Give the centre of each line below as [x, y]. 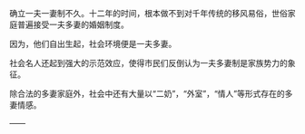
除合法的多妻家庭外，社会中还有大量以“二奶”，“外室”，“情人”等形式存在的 [147, 94]
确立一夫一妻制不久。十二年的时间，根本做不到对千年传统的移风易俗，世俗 [148, 13]
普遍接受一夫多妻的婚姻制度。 [73, 24]
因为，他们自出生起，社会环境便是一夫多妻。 [93, 44]
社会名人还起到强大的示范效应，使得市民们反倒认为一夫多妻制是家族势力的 [148, 63]
